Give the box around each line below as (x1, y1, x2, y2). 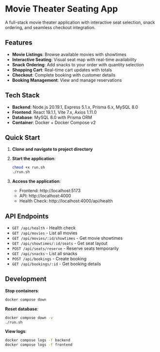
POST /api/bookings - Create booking (12, 256, 87, 261)
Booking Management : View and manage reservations (12, 77, 122, 83)
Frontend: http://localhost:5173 (19, 188, 81, 194)
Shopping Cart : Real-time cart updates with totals (12, 67, 112, 73)
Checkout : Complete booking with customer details (12, 72, 115, 78)
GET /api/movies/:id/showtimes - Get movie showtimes (12, 235, 123, 241)
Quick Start (5, 133, 40, 141)
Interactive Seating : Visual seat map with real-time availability (12, 57, 137, 62)
